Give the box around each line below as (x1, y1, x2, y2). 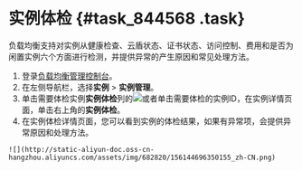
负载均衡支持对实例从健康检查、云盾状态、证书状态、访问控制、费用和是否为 (8, 40, 294, 51)
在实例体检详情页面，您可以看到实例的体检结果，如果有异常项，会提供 (21, 115, 284, 127)
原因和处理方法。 (29, 127, 94, 138)
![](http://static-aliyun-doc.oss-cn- (8, 145, 155, 154)
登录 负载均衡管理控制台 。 (21, 70, 118, 81)
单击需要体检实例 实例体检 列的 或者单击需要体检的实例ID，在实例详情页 (21, 92, 293, 104)
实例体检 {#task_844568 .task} (8, 8, 246, 29)
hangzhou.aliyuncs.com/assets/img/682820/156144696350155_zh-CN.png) (8, 153, 277, 162)
